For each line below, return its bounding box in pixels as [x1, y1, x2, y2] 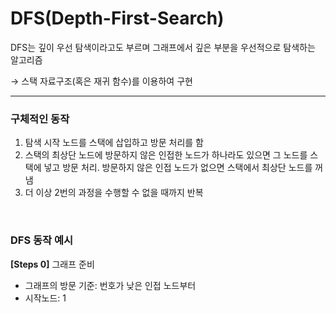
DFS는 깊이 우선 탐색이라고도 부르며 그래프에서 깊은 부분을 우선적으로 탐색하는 [10, 41, 316, 53]
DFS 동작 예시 [10, 233, 74, 247]
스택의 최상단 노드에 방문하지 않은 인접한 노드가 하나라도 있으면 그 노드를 [24, 149, 308, 161]
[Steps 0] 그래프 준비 [10, 258, 95, 270]
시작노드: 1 [24, 292, 67, 304]
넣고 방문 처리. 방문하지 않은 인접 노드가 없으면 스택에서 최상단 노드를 [43, 162, 313, 174]
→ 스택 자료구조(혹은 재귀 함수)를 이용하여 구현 [10, 75, 193, 87]
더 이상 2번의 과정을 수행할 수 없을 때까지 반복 [24, 187, 204, 199]
